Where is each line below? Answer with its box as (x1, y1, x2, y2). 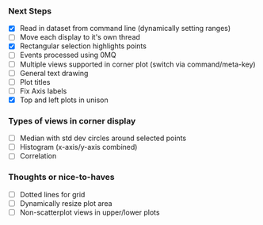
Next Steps (8, 6, 52, 17)
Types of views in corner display (8, 115, 136, 126)
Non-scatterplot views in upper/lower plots (19, 208, 160, 217)
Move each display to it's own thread (19, 32, 141, 42)
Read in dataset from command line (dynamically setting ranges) (19, 24, 231, 33)
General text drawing (19, 68, 89, 78)
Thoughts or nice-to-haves (8, 172, 115, 183)
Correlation (19, 151, 57, 161)
